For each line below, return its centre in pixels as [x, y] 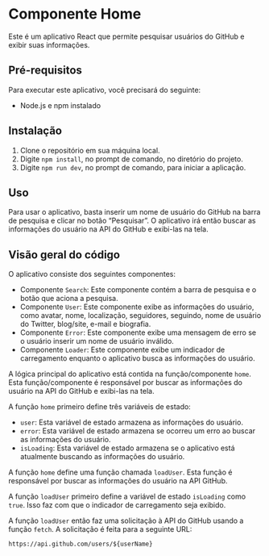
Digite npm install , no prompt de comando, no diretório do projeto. [131, 159]
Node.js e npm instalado [60, 105]
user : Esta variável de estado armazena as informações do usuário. [132, 422]
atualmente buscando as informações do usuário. [102, 457]
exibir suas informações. [49, 44]
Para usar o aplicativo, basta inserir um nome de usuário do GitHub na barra [134, 212]
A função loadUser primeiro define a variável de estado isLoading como [127, 496]
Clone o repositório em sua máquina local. [90, 150]
